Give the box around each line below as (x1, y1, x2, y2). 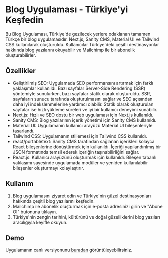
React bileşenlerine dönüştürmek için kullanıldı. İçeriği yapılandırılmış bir (12, 144, 161, 150)
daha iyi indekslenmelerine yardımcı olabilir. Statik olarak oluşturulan (12, 101, 154, 107)
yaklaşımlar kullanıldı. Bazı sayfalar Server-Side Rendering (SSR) (12, 85, 146, 91)
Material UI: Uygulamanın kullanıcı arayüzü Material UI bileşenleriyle (12, 122, 153, 128)
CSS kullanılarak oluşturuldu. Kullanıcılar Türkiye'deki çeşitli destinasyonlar (5, 41, 159, 47)
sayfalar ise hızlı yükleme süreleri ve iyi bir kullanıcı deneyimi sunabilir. (12, 106, 158, 112)
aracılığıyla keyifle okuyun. (12, 219, 68, 225)
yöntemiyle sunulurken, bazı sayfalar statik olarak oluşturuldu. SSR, (12, 90, 151, 96)
